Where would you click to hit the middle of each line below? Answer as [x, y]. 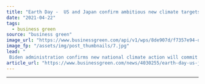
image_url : [20, 40]
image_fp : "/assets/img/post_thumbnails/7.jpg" [68, 46]
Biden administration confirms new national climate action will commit [103, 57]
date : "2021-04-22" [31, 18]
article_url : [23, 63]
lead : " [16, 52]
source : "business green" [39, 35]
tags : [13, 23]
